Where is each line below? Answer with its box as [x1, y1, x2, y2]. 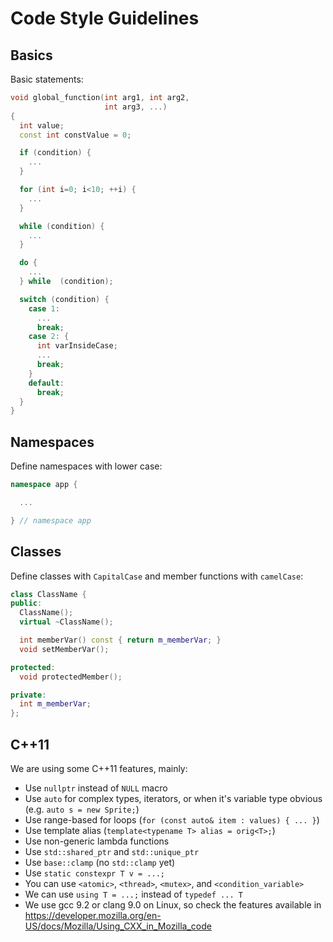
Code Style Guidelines [10, 7, 200, 30]
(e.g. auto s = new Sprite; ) [24, 803, 140, 815]
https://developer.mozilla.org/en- [24, 909, 162, 921]
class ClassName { [10, 589, 87, 599]
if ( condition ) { [19, 148, 92, 158]
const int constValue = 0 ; [19, 130, 132, 140]
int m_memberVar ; [19, 699, 92, 709]
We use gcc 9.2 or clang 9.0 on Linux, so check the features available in [24, 898, 322, 911]
